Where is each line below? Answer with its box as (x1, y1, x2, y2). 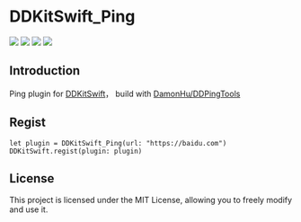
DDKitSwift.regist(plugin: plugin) (9, 147, 143, 155)
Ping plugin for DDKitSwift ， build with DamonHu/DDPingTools (9, 88, 241, 99)
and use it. (9, 204, 49, 215)
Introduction (9, 63, 81, 78)
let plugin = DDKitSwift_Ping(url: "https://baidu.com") (9, 138, 227, 147)
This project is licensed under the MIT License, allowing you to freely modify (9, 195, 293, 206)
